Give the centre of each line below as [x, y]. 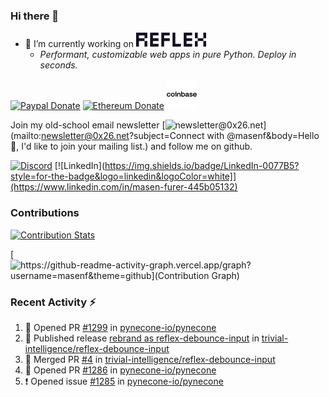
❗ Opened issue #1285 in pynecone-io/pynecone [124, 381]
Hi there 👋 [35, 16]
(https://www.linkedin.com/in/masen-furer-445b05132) [124, 187]
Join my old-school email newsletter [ [88, 125]
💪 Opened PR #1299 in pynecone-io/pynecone [120, 327]
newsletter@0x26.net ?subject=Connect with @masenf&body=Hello [180, 136]
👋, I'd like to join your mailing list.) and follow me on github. [131, 146]
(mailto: [26, 136]
